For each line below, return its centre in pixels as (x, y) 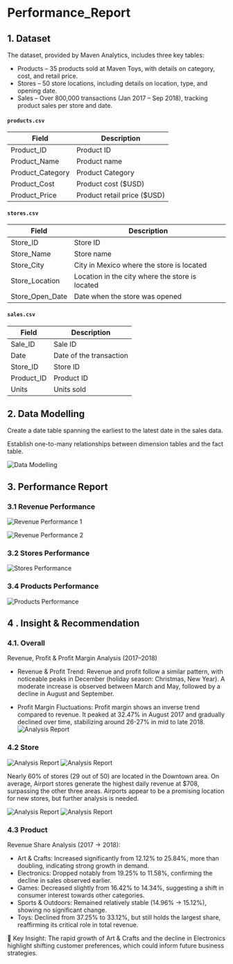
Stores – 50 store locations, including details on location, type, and (112, 83)
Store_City (27, 265)
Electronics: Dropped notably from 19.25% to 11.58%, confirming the (115, 873)
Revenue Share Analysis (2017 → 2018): (64, 844)
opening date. (37, 91)
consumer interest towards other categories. (81, 895)
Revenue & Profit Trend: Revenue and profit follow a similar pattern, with (120, 671)
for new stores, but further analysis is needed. (73, 798)
